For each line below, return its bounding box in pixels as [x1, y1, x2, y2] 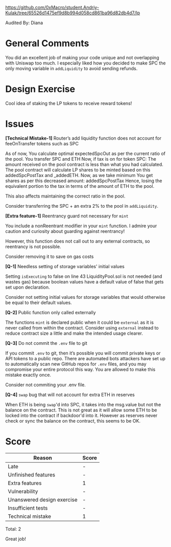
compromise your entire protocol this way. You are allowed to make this [5, 366, 156, 373]
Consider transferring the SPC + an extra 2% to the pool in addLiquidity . [5, 203, 158, 209]
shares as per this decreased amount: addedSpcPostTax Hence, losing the [5, 178, 162, 184]
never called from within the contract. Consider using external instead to [5, 324, 159, 331]
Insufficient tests [8, 504, 48, 511]
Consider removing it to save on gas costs [5, 253, 94, 259]
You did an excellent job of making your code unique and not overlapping [5, 54, 159, 60]
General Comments [5, 38, 89, 49]
